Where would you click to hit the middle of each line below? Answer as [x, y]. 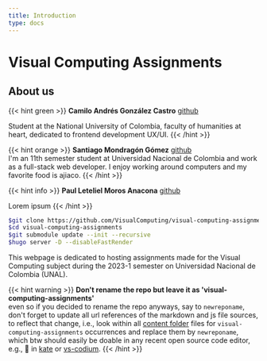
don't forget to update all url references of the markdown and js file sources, [133, 315]
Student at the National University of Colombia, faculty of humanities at [125, 126]
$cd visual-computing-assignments [66, 228]
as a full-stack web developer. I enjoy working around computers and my [128, 167]
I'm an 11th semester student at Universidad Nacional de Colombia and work [133, 158]
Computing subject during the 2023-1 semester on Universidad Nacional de [132, 266]
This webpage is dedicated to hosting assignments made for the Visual [124, 257]
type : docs [26, 23]
